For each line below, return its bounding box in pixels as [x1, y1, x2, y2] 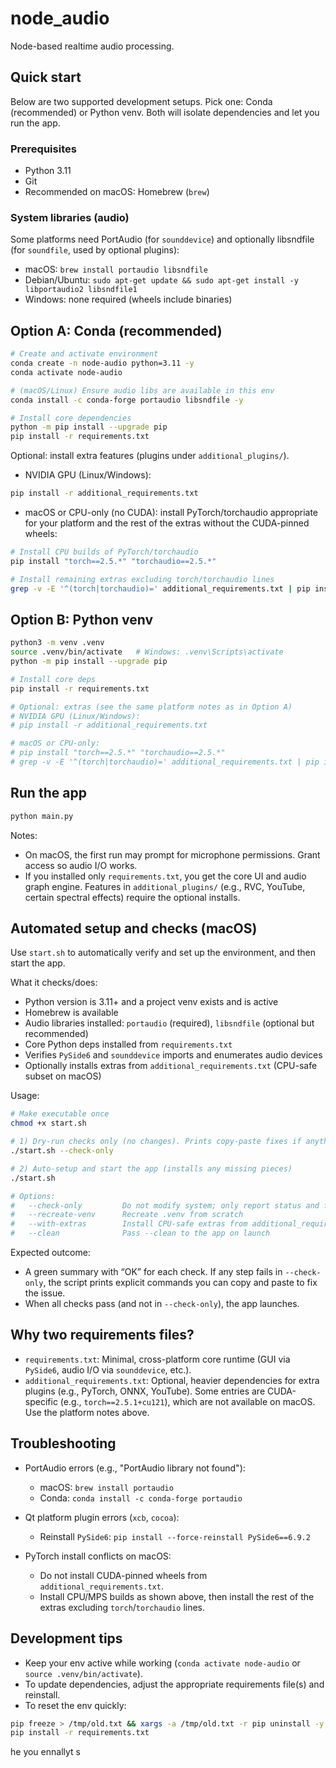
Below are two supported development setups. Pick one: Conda [10, 95, 273, 107]
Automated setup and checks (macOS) [10, 920, 258, 937]
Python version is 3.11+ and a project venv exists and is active [24, 996, 279, 1008]
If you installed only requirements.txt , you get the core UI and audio [24, 870, 307, 882]
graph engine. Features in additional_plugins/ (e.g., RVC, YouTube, [24, 880, 306, 892]
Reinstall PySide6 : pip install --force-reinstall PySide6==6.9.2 [39, 1530, 311, 1542]
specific [24, 1395, 58, 1407]
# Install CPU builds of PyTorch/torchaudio [10, 547, 199, 557]
